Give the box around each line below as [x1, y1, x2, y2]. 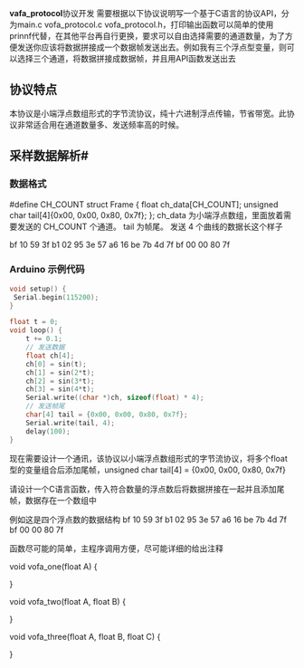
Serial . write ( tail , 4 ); [25, 418, 116, 427]
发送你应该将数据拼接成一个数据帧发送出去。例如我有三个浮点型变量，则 [16, 42, 287, 52]
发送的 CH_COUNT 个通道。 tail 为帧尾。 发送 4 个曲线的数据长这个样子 [16, 221, 283, 232]
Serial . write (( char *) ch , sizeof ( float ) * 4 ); [25, 393, 204, 403]
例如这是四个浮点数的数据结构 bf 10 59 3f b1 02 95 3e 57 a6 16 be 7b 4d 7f [9, 514, 288, 525]
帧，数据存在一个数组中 [9, 494, 97, 505]
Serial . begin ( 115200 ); [13, 292, 100, 301]
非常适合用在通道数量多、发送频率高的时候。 [16, 119, 184, 129]
